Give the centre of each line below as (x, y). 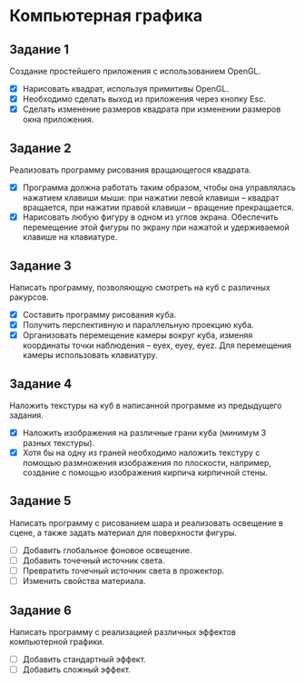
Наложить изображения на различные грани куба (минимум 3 (144, 432)
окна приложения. (58, 120)
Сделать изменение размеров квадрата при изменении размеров (152, 109)
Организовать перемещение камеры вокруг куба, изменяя (138, 335)
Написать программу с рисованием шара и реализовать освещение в (147, 522)
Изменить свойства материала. (84, 581)
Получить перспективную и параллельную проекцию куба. (138, 325)
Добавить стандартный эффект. (84, 659)
